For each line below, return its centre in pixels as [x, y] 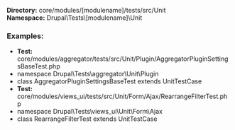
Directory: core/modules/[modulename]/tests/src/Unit [86, 10]
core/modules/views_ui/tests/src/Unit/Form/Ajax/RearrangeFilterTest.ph [122, 96]
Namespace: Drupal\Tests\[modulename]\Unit [75, 18]
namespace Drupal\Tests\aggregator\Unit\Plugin [88, 74]
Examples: [25, 36]
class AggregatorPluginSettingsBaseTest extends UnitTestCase [109, 81]
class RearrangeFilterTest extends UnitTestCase [87, 119]
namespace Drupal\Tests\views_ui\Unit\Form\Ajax [89, 112]
